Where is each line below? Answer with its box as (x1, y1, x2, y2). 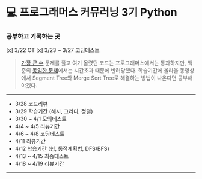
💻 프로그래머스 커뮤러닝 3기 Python (6, 5, 177, 19)
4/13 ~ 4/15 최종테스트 (14, 153, 69, 160)
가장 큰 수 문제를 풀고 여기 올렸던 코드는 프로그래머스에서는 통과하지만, (20, 59, 186, 66)
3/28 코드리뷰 (14, 100, 48, 108)
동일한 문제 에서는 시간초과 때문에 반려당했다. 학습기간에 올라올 (32, 67, 179, 74)
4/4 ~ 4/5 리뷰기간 (14, 123, 60, 130)
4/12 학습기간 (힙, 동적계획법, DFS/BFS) (14, 145, 109, 153)
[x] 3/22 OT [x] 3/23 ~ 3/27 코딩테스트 (6, 47, 100, 54)
